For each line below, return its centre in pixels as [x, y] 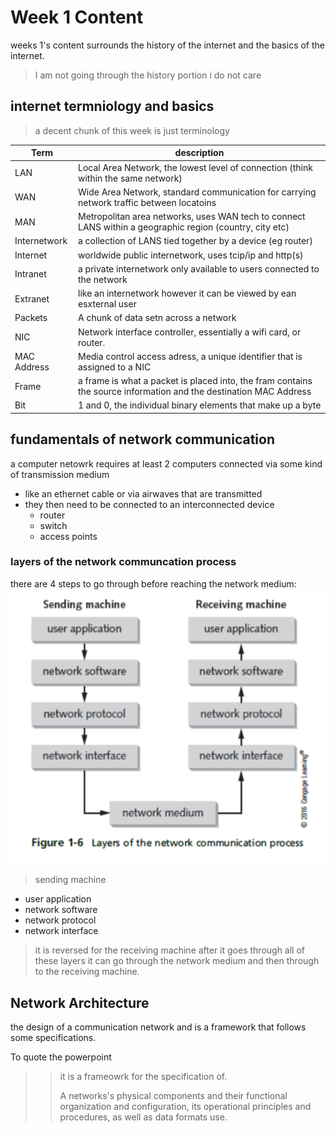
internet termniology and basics [112, 106]
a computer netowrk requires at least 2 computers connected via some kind [166, 463]
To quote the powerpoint [61, 1057]
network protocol [60, 920]
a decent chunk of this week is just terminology [132, 130]
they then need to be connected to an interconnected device [149, 504]
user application [58, 899]
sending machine [70, 880]
